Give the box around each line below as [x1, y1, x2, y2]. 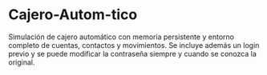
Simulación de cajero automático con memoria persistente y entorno [8, 32, 235, 41]
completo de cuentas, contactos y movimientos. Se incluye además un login [8, 40, 260, 49]
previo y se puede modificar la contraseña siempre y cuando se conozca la [8, 49, 257, 58]
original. [8, 57, 35, 67]
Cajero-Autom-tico [8, 6, 138, 24]
